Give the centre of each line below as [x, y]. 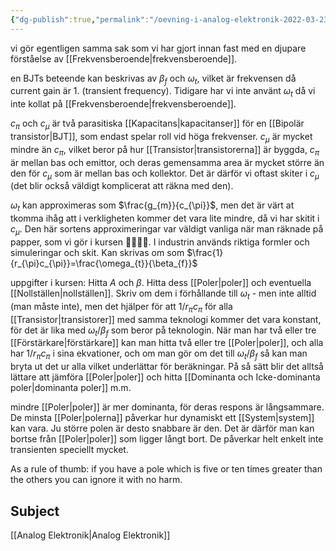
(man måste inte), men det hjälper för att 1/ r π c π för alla [121, 307]
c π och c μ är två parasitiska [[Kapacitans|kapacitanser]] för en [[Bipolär [157, 124]
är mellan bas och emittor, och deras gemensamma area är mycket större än [167, 162]
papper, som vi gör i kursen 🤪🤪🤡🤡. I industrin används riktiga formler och [160, 242]
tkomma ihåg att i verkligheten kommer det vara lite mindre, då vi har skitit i [165, 218]
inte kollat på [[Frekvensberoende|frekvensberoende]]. [123, 104]
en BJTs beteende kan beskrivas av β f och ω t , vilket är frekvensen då [153, 79]
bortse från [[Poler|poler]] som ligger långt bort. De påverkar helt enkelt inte [167, 439]
